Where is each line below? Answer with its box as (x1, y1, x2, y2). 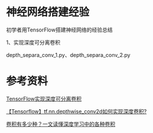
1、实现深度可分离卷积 (6, 39, 60, 46)
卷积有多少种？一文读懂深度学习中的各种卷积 (6, 120, 116, 128)
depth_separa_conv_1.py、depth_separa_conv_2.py (6, 51, 130, 58)
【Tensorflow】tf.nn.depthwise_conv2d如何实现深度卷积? (6, 107, 147, 115)
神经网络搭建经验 (6, 5, 90, 19)
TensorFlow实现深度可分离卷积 (6, 95, 82, 102)
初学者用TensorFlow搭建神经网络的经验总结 (6, 26, 113, 33)
